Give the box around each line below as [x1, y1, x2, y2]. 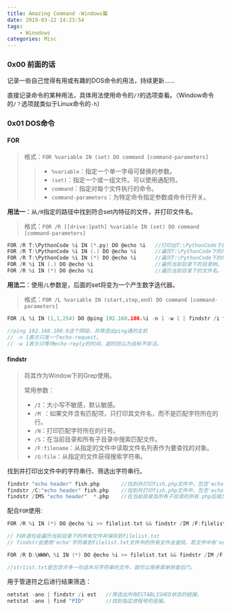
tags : [7, 23, 23, 30]
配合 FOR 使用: [7, 506, 43, 515]
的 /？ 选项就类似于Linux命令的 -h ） [7, 100, 103, 108]
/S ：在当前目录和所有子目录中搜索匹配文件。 [34, 435, 162, 443]
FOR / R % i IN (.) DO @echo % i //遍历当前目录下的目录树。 [7, 261, 223, 268]
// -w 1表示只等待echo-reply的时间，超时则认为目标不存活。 [7, 340, 162, 347]
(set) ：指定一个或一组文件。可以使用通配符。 [51, 175, 182, 184]
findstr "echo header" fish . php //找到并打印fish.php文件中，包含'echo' [7, 480, 227, 487]
